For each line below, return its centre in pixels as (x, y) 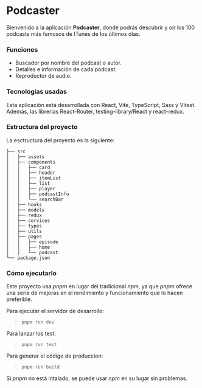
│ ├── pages (24, 237)
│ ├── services (28, 220)
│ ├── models (26, 210)
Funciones (22, 49)
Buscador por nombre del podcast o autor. (68, 63)
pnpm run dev (38, 322)
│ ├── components (31, 162)
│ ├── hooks (24, 204)
